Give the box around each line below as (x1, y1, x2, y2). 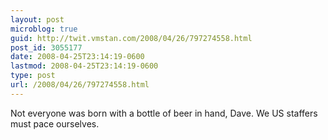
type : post (10, 71, 56, 81)
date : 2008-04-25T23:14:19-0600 (10, 52, 145, 62)
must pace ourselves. (10, 117, 100, 130)
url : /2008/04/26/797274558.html (10, 80, 150, 90)
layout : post (10, 14, 65, 25)
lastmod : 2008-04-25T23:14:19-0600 (10, 61, 159, 71)
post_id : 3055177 (10, 42, 83, 53)
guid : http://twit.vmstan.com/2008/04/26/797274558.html (10, 33, 253, 43)
